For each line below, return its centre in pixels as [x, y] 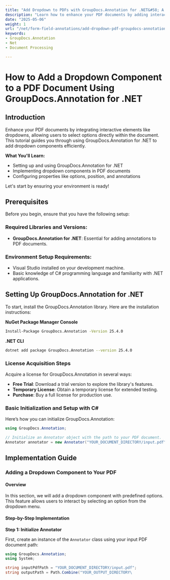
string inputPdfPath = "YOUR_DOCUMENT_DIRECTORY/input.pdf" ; [71, 568]
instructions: [18, 312]
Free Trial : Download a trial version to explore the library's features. [83, 384]
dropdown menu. [23, 506]
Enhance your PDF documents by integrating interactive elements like [78, 129]
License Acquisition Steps [38, 363]
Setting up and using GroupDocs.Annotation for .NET [68, 165]
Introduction [25, 117]
